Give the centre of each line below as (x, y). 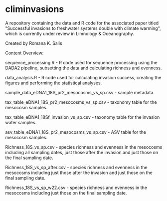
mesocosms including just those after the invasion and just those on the (79, 173)
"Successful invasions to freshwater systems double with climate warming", (83, 28)
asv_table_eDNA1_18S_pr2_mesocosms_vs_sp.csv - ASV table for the (76, 132)
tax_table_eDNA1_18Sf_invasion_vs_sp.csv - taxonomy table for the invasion (83, 117)
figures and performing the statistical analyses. (54, 83)
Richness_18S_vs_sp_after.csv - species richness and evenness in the (77, 167)
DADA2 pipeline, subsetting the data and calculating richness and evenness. (83, 68)
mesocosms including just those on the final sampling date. (66, 193)
